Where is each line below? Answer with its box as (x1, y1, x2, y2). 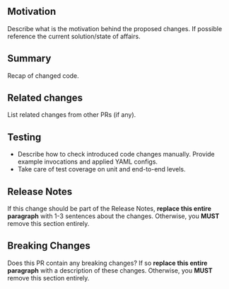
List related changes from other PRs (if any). (7, 110, 136, 119)
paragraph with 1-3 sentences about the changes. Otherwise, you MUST (7, 212, 220, 220)
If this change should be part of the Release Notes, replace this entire (7, 205, 212, 213)
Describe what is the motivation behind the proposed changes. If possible (7, 24, 223, 33)
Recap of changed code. (7, 71, 79, 80)
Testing (7, 131, 42, 143)
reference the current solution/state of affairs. (7, 32, 141, 40)
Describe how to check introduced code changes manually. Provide (17, 150, 216, 159)
